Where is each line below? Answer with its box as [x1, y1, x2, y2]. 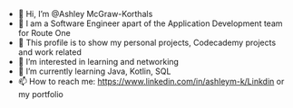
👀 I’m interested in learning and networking [17, 57, 180, 67]
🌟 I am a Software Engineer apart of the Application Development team [17, 18, 283, 29]
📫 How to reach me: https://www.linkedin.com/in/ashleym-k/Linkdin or [17, 76, 285, 86]
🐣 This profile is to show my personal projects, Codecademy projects [17, 37, 277, 48]
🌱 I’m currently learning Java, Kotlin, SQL [17, 66, 171, 76]
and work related [17, 47, 82, 58]
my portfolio [17, 89, 63, 99]
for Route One [17, 28, 71, 38]
